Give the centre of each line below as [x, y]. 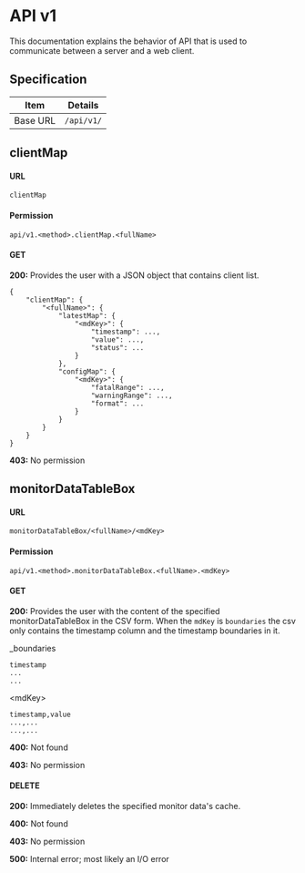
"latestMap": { [87, 315]
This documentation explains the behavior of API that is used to [128, 41]
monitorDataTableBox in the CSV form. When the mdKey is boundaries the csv [152, 621]
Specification [48, 80]
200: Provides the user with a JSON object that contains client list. [134, 275]
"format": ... [117, 403]
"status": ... [117, 347]
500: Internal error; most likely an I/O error [90, 858]
